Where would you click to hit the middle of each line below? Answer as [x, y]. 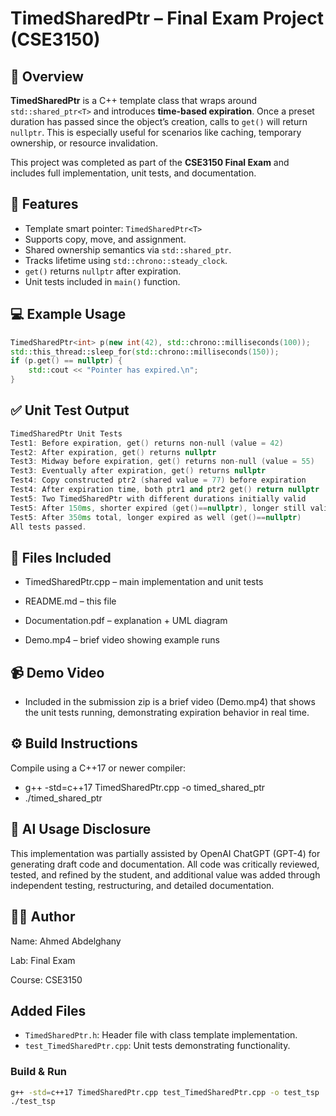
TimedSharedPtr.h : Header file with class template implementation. [161, 1035]
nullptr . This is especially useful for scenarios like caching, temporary [156, 132]
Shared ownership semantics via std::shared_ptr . [128, 249]
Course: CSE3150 [46, 979]
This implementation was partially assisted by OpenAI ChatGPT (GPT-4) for [165, 853]
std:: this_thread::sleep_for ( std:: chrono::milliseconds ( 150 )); [145, 352]
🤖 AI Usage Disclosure [81, 829]
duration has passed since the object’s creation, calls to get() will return [159, 121]
